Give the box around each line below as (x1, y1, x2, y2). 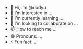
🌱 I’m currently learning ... (10, 15, 64, 21)
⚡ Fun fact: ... (10, 39, 38, 45)
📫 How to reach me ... (10, 26, 57, 32)
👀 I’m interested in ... (10, 10, 53, 16)
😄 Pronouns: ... (10, 33, 43, 39)
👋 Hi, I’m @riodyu (10, 5, 46, 10)
